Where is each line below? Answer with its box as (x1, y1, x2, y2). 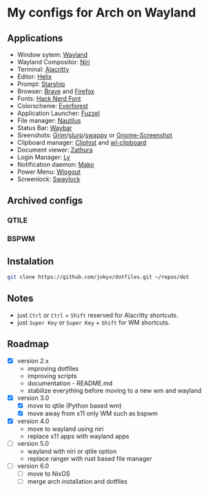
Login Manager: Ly (17, 153, 70, 161)
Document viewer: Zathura (17, 146, 93, 154)
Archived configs (7, 195, 83, 207)
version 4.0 (17, 417, 50, 425)
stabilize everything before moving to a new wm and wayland (27, 386, 202, 394)
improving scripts (27, 371, 77, 380)
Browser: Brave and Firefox (17, 88, 95, 95)
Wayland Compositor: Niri (17, 58, 90, 66)
